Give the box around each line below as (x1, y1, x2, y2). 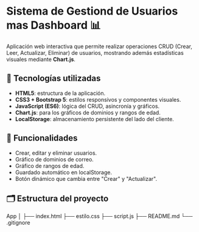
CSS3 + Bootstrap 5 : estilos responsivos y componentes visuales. (15, 96, 181, 103)
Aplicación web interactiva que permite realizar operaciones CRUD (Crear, (6, 43, 193, 50)
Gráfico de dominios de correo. (15, 155, 94, 163)
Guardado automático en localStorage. (15, 169, 113, 176)
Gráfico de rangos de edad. (15, 162, 85, 169)
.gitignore (6, 219, 30, 227)
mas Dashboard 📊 (6, 18, 102, 32)
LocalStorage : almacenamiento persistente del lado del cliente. (15, 115, 175, 122)
